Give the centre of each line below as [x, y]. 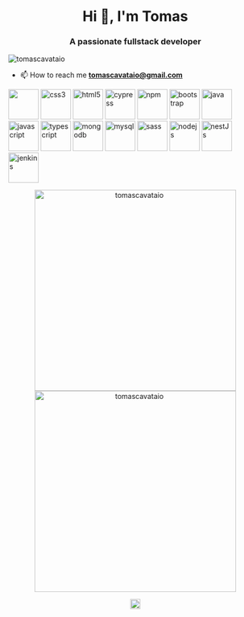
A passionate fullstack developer [135, 42]
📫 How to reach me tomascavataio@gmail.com [101, 75]
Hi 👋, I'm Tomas [135, 16]
